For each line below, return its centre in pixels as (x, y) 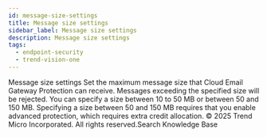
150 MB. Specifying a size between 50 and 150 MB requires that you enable (132, 107)
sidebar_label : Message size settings (73, 30)
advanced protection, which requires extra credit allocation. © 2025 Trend (130, 116)
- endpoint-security (49, 52)
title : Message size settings (59, 23)
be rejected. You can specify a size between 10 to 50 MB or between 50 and (133, 99)
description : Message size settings (69, 38)
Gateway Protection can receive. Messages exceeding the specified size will (134, 90)
